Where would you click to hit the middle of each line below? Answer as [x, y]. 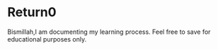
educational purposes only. [47, 39]
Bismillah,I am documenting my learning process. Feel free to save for [109, 32]
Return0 [32, 12]
